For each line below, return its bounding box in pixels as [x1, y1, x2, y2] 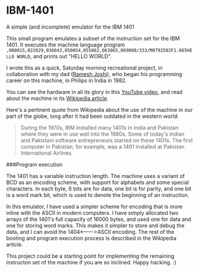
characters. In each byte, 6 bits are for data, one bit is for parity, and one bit [6, 185, 192, 192]
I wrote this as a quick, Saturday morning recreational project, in [6, 64, 163, 71]
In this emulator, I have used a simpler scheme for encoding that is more [6, 203, 183, 210]
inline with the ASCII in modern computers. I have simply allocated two [6, 209, 179, 216]
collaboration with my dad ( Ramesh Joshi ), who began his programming [6, 70, 182, 77]
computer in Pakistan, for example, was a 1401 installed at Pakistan [20, 143, 185, 150]
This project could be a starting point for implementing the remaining [6, 252, 175, 260]
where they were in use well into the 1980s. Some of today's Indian [20, 130, 185, 137]
